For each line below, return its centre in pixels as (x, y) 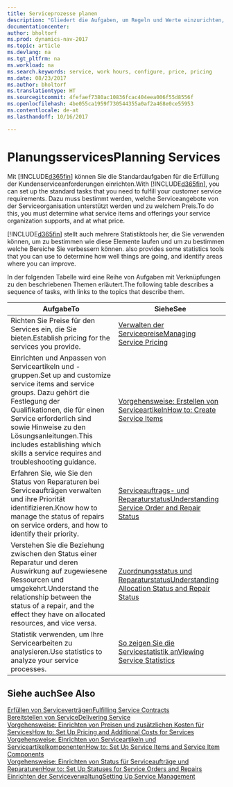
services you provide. (46, 346)
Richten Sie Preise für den (53, 320)
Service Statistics (147, 660)
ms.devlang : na (29, 53)
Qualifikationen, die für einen (58, 410)
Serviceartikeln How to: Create (167, 410)
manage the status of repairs (58, 516)
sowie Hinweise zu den (48, 427)
